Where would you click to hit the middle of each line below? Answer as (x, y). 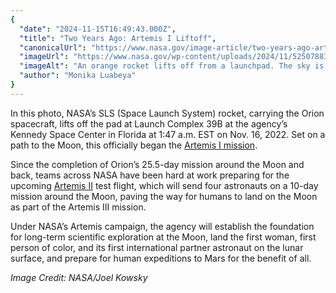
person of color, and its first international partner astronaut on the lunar (157, 247)
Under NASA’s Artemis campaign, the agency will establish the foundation (162, 226)
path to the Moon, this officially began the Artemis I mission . (134, 145)
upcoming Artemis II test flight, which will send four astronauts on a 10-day (164, 185)
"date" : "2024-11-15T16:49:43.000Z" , (98, 29)
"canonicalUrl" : (53, 47)
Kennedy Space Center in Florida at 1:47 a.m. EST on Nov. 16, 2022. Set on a (168, 134)
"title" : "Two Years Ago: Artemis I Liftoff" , (118, 38)
